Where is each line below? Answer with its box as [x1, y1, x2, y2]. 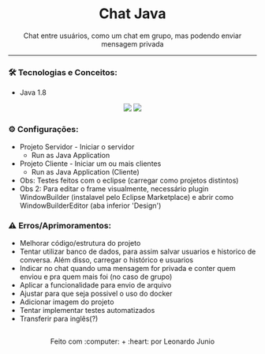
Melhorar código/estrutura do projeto [19, 238, 141, 247]
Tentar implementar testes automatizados [19, 305, 155, 314]
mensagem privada [101, 39, 164, 48]
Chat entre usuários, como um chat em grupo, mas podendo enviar [23, 31, 242, 40]
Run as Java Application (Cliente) [31, 167, 140, 176]
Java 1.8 [19, 88, 47, 97]
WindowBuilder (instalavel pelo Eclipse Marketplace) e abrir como [19, 192, 234, 201]
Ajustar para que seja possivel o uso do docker [19, 288, 173, 298]
